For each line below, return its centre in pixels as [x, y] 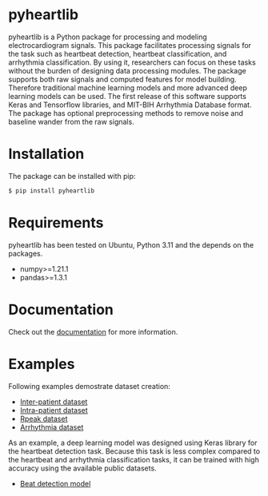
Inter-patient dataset [54, 402]
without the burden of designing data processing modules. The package [127, 70]
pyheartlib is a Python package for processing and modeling [108, 37]
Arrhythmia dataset [52, 427]
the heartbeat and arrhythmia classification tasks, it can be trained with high [134, 459]
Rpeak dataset [44, 419]
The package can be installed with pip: [72, 176]
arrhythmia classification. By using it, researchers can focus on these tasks [132, 62]
